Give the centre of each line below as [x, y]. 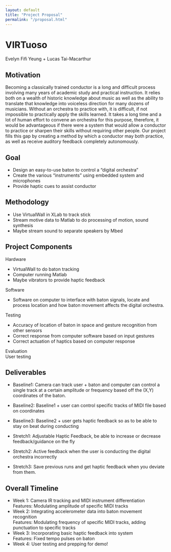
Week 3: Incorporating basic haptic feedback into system [73, 533]
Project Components [39, 247]
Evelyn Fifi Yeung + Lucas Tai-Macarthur [48, 59]
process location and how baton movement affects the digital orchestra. [88, 305]
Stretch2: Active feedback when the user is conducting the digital [81, 451]
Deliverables [26, 373]
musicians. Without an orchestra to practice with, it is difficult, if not [76, 109]
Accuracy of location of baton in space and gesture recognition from [85, 325]
